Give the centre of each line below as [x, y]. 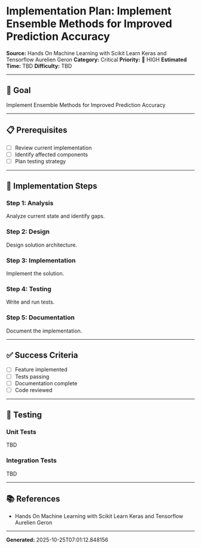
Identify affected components [51, 154]
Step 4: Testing [29, 289]
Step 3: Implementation [41, 260]
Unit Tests [22, 432]
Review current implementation [53, 148]
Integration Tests [31, 460]
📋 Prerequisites [37, 130]
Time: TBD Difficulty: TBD [39, 66]
